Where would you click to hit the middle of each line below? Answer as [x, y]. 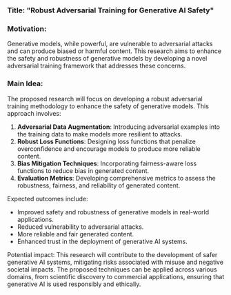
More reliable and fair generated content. [76, 234]
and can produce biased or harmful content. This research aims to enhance [114, 51]
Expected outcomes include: [48, 199]
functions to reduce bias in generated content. [83, 170]
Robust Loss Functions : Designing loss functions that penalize [107, 141]
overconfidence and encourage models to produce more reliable [109, 149]
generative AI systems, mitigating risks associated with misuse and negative [115, 262]
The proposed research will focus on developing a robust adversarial [105, 99]
